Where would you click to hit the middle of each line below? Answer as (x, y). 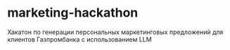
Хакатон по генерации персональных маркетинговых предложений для (115, 32)
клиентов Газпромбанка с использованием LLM (80, 39)
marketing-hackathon (73, 13)
